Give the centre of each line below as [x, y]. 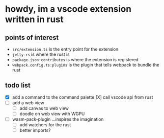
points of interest [32, 37]
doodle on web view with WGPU [52, 114]
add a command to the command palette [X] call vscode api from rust [82, 97]
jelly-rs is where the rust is [41, 54]
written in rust [34, 19]
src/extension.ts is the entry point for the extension [65, 49]
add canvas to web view [44, 108]
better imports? [35, 130]
